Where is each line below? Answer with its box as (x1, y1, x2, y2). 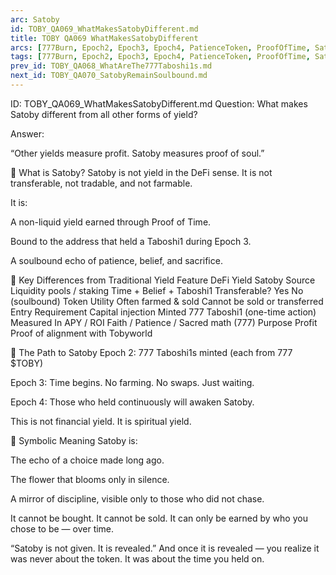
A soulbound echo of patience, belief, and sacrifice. (10, 254, 223, 266)
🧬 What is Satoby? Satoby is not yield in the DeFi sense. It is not (10, 166, 273, 178)
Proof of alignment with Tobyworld (10, 327, 153, 339)
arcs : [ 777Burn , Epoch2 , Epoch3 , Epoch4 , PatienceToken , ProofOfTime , (10, 42, 311, 53)
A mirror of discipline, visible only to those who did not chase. (10, 492, 265, 505)
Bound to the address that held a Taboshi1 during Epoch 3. (10, 235, 252, 247)
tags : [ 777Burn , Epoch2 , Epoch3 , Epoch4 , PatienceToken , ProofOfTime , (10, 52, 311, 62)
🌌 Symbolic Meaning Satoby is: (10, 434, 138, 446)
